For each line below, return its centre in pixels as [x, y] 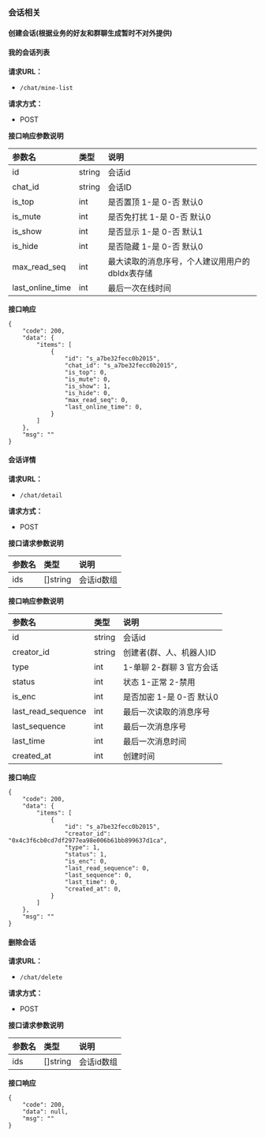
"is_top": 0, [86, 372]
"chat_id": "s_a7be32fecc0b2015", [121, 365]
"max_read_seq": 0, [96, 400]
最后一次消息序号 [155, 726]
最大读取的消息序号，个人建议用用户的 [179, 261]
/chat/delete [41, 977]
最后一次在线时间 [140, 288]
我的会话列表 [29, 52]
